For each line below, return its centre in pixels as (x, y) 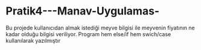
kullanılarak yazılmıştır (33, 40)
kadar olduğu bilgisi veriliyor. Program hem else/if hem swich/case (88, 34)
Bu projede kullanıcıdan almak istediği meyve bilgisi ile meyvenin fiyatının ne (100, 28)
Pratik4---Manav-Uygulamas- (83, 11)
